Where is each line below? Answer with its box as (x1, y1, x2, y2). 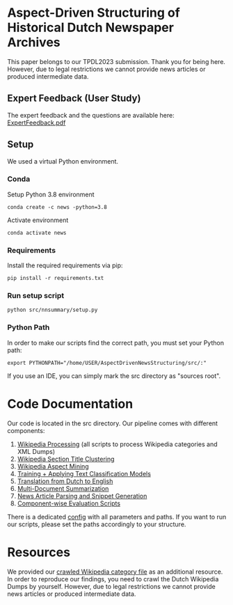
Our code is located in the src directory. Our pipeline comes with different (7, 419, 218, 427)
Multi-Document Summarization (17, 484, 109, 492)
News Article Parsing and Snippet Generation (17, 492, 147, 500)
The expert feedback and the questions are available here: (7, 111, 175, 119)
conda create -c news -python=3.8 (7, 203, 108, 210)
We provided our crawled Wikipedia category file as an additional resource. (7, 567, 223, 576)
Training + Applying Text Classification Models (17, 469, 152, 478)
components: (7, 426, 45, 434)
